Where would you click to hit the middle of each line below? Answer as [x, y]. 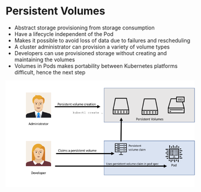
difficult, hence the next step [50, 72]
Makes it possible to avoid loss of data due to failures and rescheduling [102, 40]
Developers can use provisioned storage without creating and [91, 53]
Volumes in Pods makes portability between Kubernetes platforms [96, 66]
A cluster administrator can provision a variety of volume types [92, 47]
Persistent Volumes [55, 11]
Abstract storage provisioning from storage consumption [84, 28]
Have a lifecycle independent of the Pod [64, 34]
